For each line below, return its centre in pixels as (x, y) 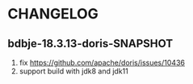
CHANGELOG (53, 14)
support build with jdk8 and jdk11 (73, 71)
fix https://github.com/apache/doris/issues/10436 (102, 62)
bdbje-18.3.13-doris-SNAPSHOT (90, 44)
